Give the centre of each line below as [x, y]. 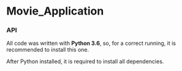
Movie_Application [55, 11]
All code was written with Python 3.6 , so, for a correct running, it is [91, 43]
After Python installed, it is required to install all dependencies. [85, 61]
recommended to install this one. [48, 50]
